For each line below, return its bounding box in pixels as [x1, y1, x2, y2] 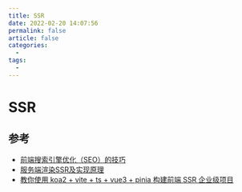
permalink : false [8, 26, 67, 34]
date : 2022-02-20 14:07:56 [8, 19, 99, 27]
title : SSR [8, 11, 45, 20]
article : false [8, 34, 59, 42]
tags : [8, 57, 26, 65]
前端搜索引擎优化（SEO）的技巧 [19, 154, 126, 164]
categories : [8, 42, 48, 50]
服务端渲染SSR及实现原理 [19, 165, 104, 174]
